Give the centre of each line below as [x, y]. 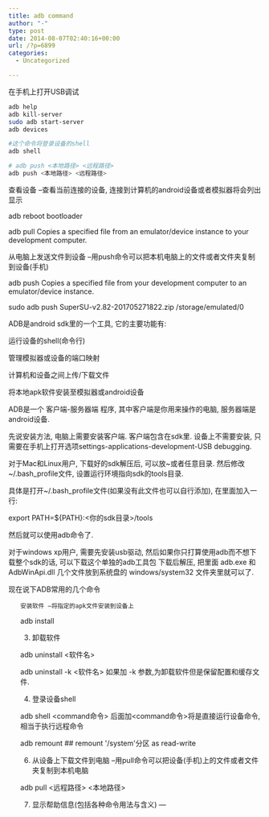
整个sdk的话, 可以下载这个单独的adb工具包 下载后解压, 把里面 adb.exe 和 [135, 562]
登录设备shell [54, 699]
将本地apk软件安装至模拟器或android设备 [76, 392]
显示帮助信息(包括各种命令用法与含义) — [99, 804]
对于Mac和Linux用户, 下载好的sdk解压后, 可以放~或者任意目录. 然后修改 [126, 463]
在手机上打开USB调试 [44, 91]
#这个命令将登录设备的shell [49, 144]
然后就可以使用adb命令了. [51, 534]
